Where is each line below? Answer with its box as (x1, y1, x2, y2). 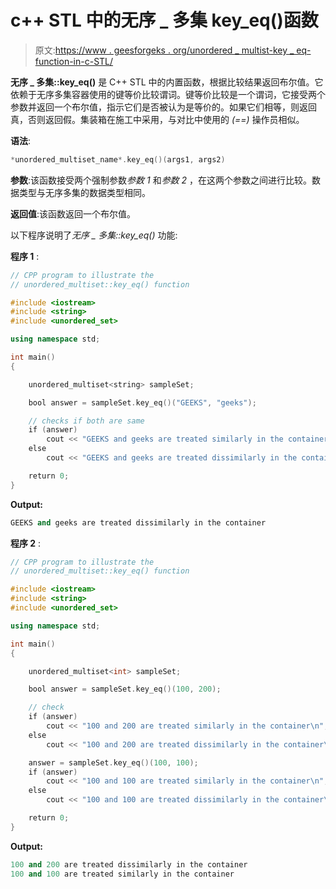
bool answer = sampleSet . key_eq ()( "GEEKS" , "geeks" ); (28, 397, 257, 408)
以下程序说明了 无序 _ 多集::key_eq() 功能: (10, 229, 178, 241)
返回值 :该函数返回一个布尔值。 (10, 207, 137, 220)
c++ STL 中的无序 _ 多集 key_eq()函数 (10, 9, 319, 32)
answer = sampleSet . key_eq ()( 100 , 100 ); (28, 757, 199, 768)
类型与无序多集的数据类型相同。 (18, 186, 151, 198)
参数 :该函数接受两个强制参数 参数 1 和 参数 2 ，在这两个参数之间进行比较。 (10, 174, 313, 186)
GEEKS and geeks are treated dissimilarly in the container (10, 517, 267, 528)
